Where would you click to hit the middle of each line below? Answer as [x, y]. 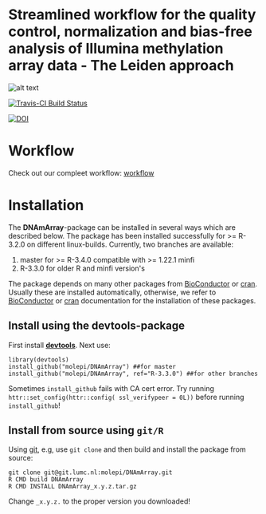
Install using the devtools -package [97, 326]
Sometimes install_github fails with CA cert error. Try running [111, 388]
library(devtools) [39, 360]
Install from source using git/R [86, 431]
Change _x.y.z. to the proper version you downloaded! [100, 501]
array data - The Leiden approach [121, 66]
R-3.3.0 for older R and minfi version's [82, 268]
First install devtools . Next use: [60, 345]
